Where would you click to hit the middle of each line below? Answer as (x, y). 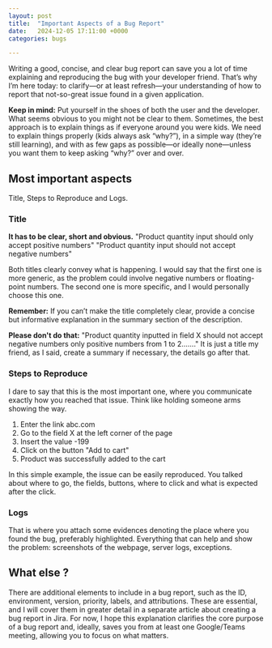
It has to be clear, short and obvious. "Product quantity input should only (131, 237)
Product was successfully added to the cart (93, 458)
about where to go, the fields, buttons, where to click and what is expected (133, 483)
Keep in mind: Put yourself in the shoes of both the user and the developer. (134, 110)
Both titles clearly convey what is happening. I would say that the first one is (135, 270)
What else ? (38, 573)
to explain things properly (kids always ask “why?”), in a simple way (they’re (135, 136)
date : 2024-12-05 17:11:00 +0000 (68, 31)
